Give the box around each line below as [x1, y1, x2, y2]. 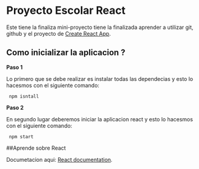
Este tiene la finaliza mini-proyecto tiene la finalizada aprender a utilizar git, [6, 24, 194, 31]
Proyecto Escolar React [6, 4, 126, 18]
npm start [8, 133, 34, 139]
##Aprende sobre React [6, 144, 67, 151]
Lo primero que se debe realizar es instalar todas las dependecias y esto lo [6, 75, 194, 82]
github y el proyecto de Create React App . [6, 30, 111, 37]
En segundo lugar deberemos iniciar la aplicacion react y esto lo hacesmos [6, 115, 194, 123]
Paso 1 [6, 63, 23, 71]
